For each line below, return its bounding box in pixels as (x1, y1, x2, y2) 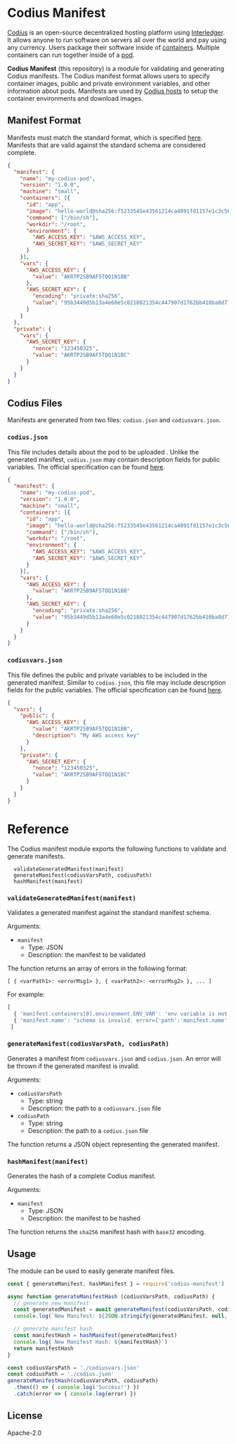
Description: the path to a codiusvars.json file (27, 1103, 162, 1113)
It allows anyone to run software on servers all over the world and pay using (7, 35, 227, 44)
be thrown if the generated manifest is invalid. (7, 1061, 140, 1070)
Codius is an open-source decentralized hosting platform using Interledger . (7, 28, 225, 37)
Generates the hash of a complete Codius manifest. (7, 1172, 157, 1180)
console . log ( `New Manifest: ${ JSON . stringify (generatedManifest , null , (13, 1312, 228, 1320)
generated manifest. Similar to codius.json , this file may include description (7, 678, 226, 687)
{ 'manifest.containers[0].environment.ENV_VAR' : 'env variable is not (13, 1010, 228, 1018)
